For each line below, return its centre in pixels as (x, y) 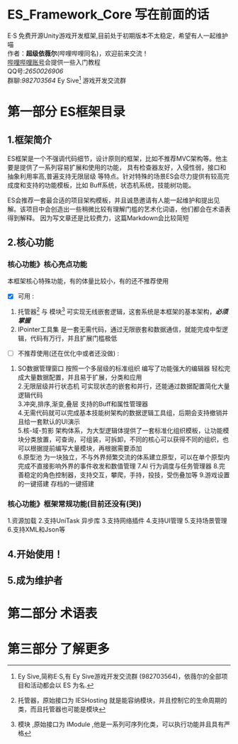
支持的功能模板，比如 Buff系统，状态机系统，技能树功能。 (110, 185)
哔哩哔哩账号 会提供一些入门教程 (54, 62)
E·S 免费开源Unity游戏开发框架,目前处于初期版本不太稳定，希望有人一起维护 (118, 35)
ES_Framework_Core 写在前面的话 (108, 15)
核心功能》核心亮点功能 (47, 264)
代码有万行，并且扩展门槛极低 (74, 338)
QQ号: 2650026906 (35, 71)
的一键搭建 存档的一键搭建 (56, 484)
